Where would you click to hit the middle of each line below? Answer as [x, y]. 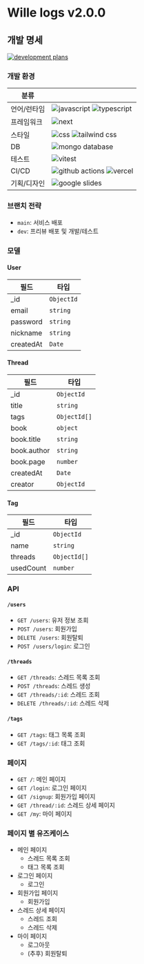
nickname [27, 333]
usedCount [29, 568]
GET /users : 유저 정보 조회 [53, 620]
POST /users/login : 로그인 [54, 646]
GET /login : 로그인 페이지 [52, 788]
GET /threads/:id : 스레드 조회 [58, 695]
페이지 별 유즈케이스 [38, 833]
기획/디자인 [28, 183]
